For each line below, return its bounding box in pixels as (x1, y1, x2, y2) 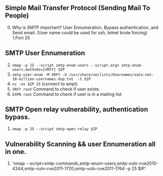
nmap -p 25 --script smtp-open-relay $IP (12, 127, 97, 132)
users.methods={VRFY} (12, 67, 56, 72)
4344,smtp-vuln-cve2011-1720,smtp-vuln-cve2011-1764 (12, 166, 125, 172)
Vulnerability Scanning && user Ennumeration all (5, 140, 156, 148)
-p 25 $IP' (126, 166, 146, 172)
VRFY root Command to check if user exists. (12, 86, 101, 92)
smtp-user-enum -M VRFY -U (12, 72, 67, 77)
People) (5, 12, 29, 20)
